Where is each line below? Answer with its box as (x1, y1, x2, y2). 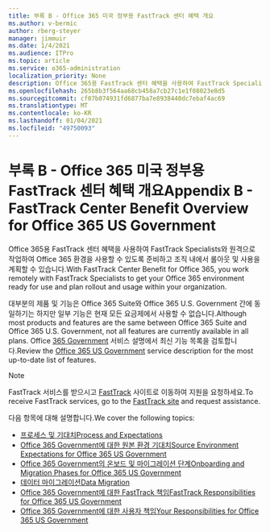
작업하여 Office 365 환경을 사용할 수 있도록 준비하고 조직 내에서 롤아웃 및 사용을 (8, 254, 260, 264)
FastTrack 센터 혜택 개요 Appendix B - (8, 181, 254, 200)
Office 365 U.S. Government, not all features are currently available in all (8, 326, 249, 335)
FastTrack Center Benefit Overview (8, 199, 249, 218)
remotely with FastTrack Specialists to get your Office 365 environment (8, 273, 245, 283)
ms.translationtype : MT (8, 102, 89, 110)
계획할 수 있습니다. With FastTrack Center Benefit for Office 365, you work (8, 264, 250, 274)
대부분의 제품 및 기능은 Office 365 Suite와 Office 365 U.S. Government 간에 (8, 298, 252, 308)
